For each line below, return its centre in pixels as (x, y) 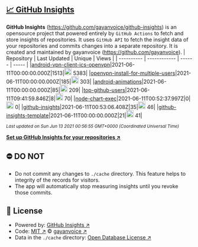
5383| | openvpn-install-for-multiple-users (124, 73)
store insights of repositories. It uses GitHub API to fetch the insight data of (97, 39)
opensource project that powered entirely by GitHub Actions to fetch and (95, 33)
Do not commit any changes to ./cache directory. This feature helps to (100, 173)
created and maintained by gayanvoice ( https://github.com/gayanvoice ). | (96, 52)
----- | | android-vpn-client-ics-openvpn (61, 64)
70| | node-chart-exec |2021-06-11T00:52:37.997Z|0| (127, 98)
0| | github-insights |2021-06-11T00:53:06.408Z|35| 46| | (87, 107)
